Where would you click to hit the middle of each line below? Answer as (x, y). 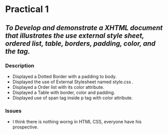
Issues (13, 110)
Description (20, 65)
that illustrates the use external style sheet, (75, 35)
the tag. (18, 51)
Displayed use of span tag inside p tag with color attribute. (73, 98)
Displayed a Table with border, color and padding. (64, 92)
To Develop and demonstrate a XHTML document (84, 28)
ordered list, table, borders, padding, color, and (80, 43)
